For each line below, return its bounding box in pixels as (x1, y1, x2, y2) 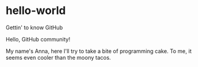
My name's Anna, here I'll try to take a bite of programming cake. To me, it (5, 47, 192, 55)
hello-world (5, 4, 66, 18)
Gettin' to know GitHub (5, 24, 63, 31)
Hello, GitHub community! (5, 35, 71, 43)
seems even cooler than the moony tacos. (5, 54, 111, 61)
